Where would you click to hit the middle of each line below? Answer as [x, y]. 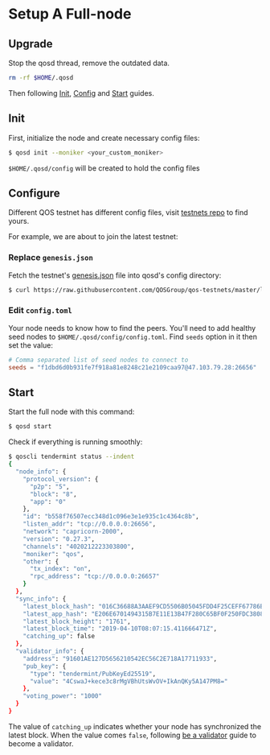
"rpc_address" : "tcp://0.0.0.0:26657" [94, 576]
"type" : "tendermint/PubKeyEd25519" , [93, 674]
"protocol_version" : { [61, 479]
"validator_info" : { [50, 652]
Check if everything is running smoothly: [76, 442]
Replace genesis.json [51, 258]
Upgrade [31, 44]
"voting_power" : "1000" [63, 696]
